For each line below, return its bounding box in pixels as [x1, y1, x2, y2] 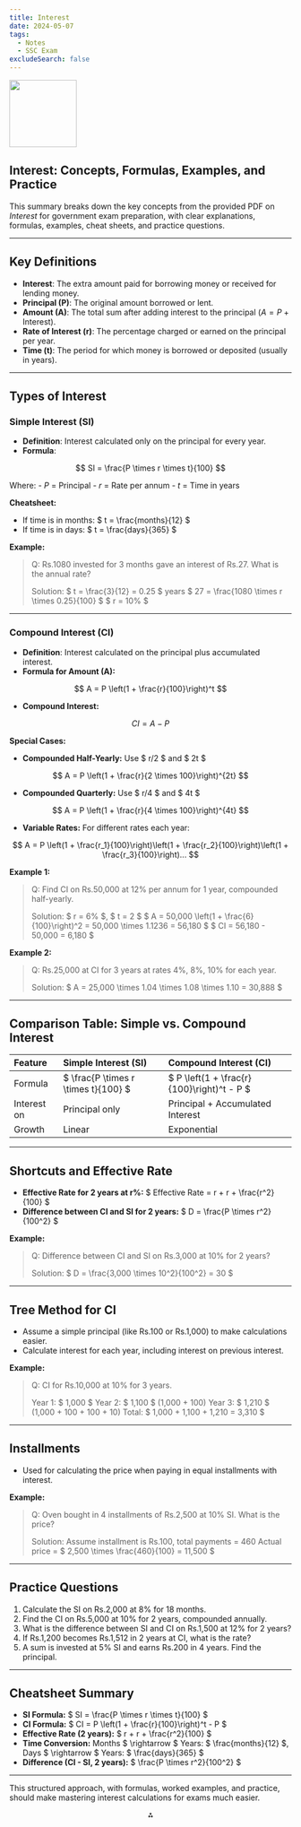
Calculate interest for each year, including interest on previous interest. [21, 1346, 284, 1356]
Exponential [168, 1123, 218, 1136]
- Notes [17, 38, 47, 48]
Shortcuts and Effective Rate [9, 1163, 173, 1179]
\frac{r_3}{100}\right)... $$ [101, 849, 200, 860]
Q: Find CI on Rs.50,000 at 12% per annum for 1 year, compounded [30, 884, 279, 895]
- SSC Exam [17, 47, 58, 56]
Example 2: [9, 947, 52, 957]
